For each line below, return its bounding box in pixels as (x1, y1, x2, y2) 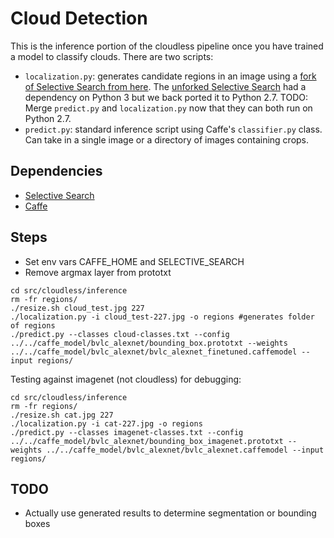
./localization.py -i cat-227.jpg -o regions (10, 418, 203, 429)
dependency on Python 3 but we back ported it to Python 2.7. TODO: (24, 91, 309, 103)
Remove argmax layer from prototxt (24, 266, 172, 278)
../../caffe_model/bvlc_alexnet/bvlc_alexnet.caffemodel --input (46, 445, 325, 455)
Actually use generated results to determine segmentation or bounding (24, 507, 317, 519)
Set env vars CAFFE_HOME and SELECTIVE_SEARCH (24, 255, 245, 267)
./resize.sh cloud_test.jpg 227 (10, 303, 145, 313)
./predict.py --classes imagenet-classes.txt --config (10, 427, 244, 437)
